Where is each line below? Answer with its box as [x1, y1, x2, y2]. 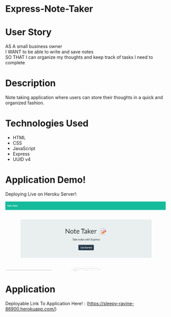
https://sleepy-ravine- [88, 300, 134, 306]
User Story [5, 27, 52, 38]
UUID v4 [12, 156, 31, 162]
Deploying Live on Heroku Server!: [5, 191, 77, 197]
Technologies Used [5, 118, 89, 129]
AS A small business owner [5, 43, 63, 50]
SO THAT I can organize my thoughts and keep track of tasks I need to [5, 54, 153, 60]
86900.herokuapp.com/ [5, 306, 55, 312]
